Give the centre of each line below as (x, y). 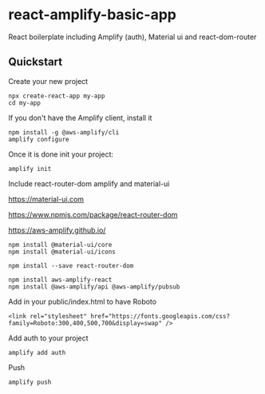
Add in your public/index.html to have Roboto (83, 301)
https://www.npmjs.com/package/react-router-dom (93, 214)
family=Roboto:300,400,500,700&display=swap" (85, 323)
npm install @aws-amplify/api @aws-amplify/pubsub (94, 287)
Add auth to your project (49, 338)
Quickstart (36, 62)
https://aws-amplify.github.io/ (57, 230)
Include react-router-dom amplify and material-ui (89, 183)
